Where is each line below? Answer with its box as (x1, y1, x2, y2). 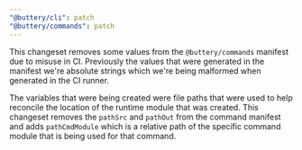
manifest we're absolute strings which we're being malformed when (9, 65, 261, 76)
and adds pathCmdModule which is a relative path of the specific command (9, 120, 281, 131)
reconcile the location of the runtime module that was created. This (9, 101, 260, 112)
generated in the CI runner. (9, 75, 110, 85)
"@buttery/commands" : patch (9, 22, 115, 31)
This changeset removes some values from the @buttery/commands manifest (9, 46, 289, 57)
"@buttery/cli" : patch (9, 13, 95, 22)
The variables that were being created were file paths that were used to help (9, 92, 293, 103)
